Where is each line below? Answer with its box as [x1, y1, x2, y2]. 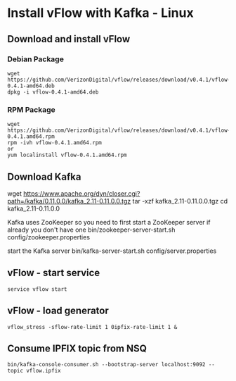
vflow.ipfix [25, 368, 61, 375]
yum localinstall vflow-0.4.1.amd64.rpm [7, 151, 128, 159]
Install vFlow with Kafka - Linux [7, 5, 195, 21]
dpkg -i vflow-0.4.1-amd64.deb [7, 88, 99, 96]
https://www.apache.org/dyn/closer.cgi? [23, 189, 140, 198]
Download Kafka [7, 170, 81, 182]
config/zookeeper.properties [7, 232, 90, 241]
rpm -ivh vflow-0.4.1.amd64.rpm [7, 139, 102, 146]
